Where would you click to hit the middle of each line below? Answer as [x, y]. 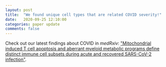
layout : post [19, 10]
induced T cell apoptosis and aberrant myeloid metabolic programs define [82, 49]
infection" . [16, 59]
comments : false [22, 29]
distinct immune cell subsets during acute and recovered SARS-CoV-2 [78, 54]
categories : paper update [32, 24]
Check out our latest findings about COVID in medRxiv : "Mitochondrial [78, 43]
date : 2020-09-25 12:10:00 [36, 19]
